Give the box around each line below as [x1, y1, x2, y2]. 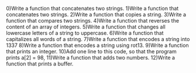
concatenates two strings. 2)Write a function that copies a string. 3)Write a [6, 11, 186, 18]
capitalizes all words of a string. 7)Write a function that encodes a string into [6, 36, 190, 42]
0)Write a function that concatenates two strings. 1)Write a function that [6, 5, 179, 12]
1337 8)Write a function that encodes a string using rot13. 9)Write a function [6, 42, 189, 49]
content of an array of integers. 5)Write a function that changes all [6, 23, 166, 30]
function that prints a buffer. [6, 60, 74, 67]
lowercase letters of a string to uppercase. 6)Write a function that [6, 30, 164, 36]
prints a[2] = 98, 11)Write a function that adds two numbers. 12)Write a [6, 54, 176, 61]
